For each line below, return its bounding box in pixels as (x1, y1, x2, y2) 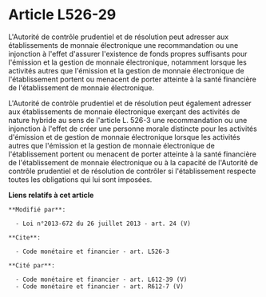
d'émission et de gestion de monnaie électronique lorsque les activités (8, 132, 241, 141)
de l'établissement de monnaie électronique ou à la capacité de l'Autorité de (8, 157, 258, 167)
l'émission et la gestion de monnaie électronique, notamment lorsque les (8, 57, 248, 67)
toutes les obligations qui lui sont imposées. (8, 174, 153, 184)
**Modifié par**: (8, 205, 66, 213)
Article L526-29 (8, 6, 117, 24)
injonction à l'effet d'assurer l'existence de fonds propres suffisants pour (8, 49, 248, 58)
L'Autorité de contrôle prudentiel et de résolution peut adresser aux (8, 32, 229, 42)
